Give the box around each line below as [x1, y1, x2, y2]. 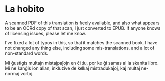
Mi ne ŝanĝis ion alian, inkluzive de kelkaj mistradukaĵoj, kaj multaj [5, 65, 140, 71]
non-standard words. [5, 50, 49, 56]
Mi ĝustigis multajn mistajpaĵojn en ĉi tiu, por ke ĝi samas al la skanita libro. [5, 60, 159, 66]
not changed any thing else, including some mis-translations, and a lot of [5, 45, 155, 51]
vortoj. [20, 70, 34, 76]
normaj [5, 70, 20, 76]
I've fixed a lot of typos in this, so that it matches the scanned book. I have [5, 40, 158, 45]
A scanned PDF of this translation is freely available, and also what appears [5, 20, 160, 26]
